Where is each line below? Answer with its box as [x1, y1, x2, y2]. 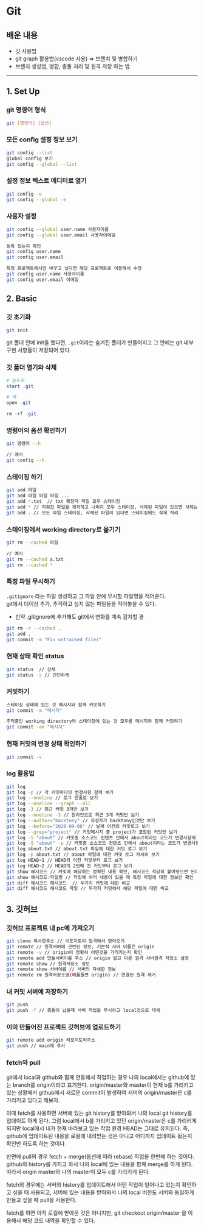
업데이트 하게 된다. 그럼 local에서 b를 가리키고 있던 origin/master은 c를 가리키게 [6, 1117, 197, 1124]
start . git [6, 383, 34, 389]
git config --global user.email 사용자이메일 [6, 232, 116, 238]
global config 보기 [6, 155, 53, 162]
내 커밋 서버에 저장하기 [6, 987, 69, 996]
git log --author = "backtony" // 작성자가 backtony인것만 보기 [6, 817, 156, 823]
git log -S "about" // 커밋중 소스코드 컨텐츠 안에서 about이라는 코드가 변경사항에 [6, 834, 196, 841]
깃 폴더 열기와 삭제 [6, 363, 57, 372]
